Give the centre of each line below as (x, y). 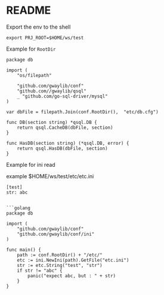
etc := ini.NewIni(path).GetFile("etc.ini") (73, 260)
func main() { (24, 250)
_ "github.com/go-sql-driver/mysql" (63, 96)
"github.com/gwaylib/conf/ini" (56, 234)
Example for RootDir (31, 49)
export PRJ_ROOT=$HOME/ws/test (45, 38)
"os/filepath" (34, 75)
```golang (18, 208)
